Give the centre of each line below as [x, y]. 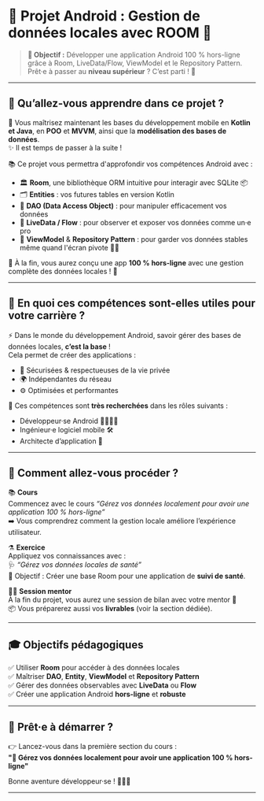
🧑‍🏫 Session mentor [40, 591]
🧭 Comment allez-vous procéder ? [93, 473]
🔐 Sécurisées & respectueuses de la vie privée [95, 370]
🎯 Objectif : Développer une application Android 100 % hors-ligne [134, 54]
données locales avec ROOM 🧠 [110, 33]
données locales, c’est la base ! [60, 347]
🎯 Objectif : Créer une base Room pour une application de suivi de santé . [127, 576]
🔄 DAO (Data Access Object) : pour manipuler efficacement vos [123, 206]
